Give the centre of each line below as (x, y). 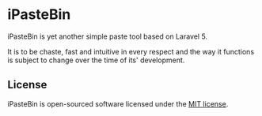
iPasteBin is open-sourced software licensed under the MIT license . (118, 103)
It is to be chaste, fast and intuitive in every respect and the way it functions (131, 51)
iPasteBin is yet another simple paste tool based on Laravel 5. (107, 36)
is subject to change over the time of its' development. (96, 60)
